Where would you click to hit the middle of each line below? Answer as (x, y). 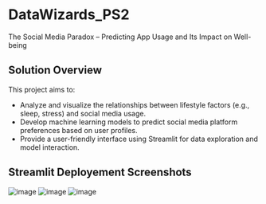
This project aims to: (42, 89)
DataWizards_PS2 (69, 15)
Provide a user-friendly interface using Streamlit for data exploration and (139, 139)
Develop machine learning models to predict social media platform (129, 122)
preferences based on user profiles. (78, 130)
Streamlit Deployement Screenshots (100, 173)
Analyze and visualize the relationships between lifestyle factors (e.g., (135, 104)
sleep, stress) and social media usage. (82, 113)
